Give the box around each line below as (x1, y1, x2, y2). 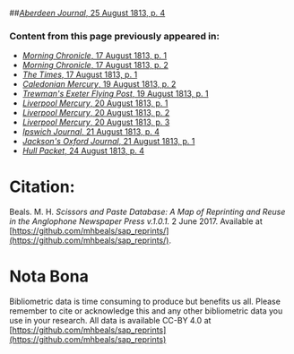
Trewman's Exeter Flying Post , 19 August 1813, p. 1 (22, 89, 209, 99)
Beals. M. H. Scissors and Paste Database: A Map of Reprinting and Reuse (9, 206, 286, 218)
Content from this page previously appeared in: (9, 30, 220, 42)
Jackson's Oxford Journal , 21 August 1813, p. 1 (22, 136, 195, 147)
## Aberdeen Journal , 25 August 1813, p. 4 (9, 8, 166, 18)
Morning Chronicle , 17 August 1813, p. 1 (22, 50, 168, 61)
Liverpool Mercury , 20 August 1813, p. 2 (22, 108, 170, 118)
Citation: (9, 177, 75, 197)
